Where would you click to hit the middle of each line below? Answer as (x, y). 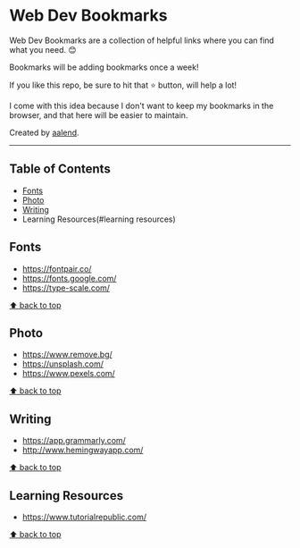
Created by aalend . (44, 132)
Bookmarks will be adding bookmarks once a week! (104, 67)
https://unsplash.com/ (63, 364)
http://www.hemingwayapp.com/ (83, 450)
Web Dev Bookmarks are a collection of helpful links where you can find (142, 40)
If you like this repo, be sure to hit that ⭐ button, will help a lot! (123, 85)
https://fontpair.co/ (57, 268)
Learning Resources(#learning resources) (99, 219)
